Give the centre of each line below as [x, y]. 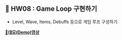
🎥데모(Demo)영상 [22, 32]
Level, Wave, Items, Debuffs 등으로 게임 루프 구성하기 [65, 22]
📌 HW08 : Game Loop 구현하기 [51, 9]
